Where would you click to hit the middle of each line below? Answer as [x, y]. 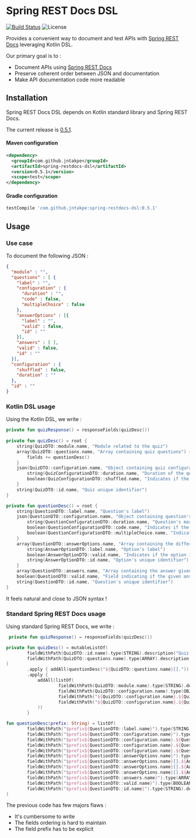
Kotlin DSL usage [31, 406]
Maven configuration [32, 143]
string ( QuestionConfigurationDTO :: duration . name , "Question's [104, 522]
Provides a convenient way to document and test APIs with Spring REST [92, 38]
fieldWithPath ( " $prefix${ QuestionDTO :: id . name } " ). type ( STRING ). [107, 789]
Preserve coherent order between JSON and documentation [87, 73]
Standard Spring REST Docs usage [56, 613]
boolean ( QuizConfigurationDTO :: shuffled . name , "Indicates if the [108, 479]
